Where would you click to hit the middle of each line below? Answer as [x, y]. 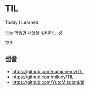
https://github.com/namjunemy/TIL [48, 71]
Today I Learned [22, 22]
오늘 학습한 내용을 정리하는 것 [34, 32]
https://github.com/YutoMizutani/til [48, 82]
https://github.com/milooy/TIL [43, 77]
